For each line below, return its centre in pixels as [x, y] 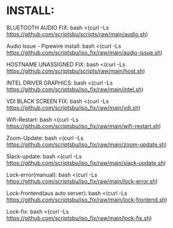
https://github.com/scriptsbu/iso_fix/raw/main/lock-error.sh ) [82, 181]
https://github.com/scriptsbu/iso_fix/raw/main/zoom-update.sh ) [86, 144]
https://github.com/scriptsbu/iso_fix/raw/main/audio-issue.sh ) [85, 52]
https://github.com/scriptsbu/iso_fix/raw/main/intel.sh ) [75, 89]
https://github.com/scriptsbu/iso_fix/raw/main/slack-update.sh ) [86, 162]
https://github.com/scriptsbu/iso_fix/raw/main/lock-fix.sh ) [79, 218]
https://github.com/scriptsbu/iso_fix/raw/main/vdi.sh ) [73, 107]
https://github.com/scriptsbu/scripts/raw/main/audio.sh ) [77, 34]
